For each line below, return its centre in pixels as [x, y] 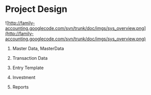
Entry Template [28, 68]
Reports [20, 87]
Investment [24, 77]
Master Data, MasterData [38, 48]
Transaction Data [30, 58]
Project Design [36, 9]
